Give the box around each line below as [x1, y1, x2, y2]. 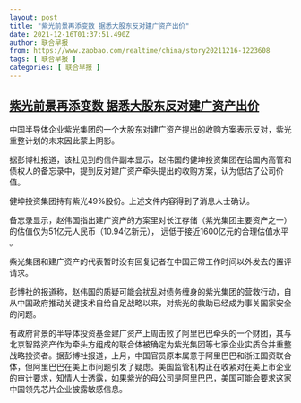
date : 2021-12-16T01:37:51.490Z [9, 30, 130, 39]
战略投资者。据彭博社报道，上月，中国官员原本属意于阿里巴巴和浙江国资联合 [9, 350, 292, 361]
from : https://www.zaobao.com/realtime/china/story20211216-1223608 [9, 47, 271, 56]
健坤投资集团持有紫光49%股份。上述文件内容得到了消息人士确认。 [9, 195, 255, 206]
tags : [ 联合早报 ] [9, 55, 77, 64]
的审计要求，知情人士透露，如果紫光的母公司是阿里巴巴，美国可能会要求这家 [9, 373, 292, 383]
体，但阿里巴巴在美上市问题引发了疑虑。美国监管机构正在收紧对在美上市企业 [9, 361, 292, 372]
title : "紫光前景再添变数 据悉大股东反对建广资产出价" [9, 21, 190, 30]
